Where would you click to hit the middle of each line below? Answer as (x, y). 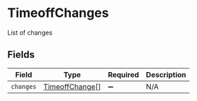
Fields (21, 55)
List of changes (30, 32)
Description (166, 74)
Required (123, 74)
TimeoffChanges (58, 13)
